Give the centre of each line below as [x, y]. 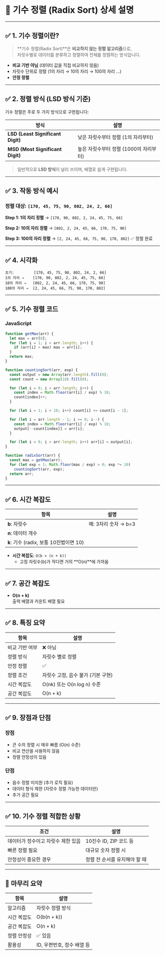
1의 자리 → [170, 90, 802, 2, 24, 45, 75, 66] [55, 278]
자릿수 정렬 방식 [54, 908]
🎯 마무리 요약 [24, 883]
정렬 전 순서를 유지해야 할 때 [116, 859]
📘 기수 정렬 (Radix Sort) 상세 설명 [69, 10]
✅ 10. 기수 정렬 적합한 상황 [43, 816]
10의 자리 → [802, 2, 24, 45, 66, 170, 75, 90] [55, 283]
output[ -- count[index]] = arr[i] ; [49, 429]
